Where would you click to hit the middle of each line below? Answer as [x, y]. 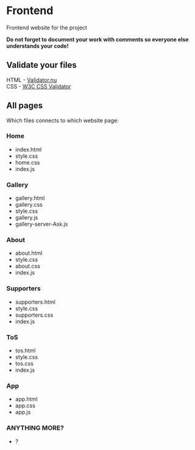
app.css [25, 406]
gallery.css [29, 205]
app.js [23, 412]
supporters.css [34, 315]
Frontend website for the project [47, 28]
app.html [26, 399]
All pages [25, 105]
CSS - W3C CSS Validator [39, 86]
